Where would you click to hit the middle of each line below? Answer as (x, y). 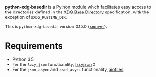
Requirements (34, 46)
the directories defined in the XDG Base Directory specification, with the (77, 12)
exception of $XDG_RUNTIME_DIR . (36, 17)
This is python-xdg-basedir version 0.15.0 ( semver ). (56, 26)
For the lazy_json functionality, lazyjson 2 (54, 64)
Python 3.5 (23, 59)
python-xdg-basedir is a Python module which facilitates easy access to (78, 7)
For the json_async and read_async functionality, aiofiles (68, 69)
